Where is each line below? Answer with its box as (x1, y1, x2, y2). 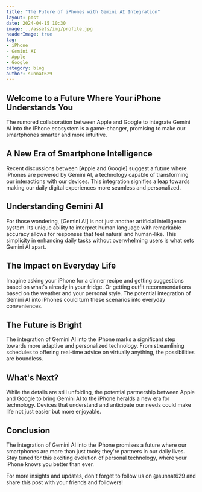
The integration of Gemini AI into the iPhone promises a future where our (6, 441, 187, 449)
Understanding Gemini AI (6, 202, 104, 212)
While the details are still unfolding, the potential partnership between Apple (6, 389, 195, 396)
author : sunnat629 (6, 71, 52, 77)
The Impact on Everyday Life (6, 261, 116, 271)
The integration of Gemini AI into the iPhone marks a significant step (6, 336, 176, 343)
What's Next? (6, 372, 59, 383)
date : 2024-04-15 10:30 (6, 20, 66, 26)
